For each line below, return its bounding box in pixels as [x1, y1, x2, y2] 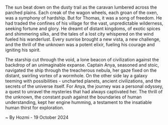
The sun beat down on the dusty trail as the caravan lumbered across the [5, 5, 157, 10]
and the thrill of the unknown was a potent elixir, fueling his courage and [5, 42, 155, 47]
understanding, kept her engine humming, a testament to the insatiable [5, 99, 152, 105]
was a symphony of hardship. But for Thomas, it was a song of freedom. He [5, 15, 162, 21]
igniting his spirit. [5, 47, 41, 53]
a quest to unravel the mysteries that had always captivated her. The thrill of [5, 89, 163, 94]
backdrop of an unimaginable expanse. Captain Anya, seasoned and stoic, [5, 62, 159, 68]
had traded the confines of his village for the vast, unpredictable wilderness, [5, 20, 163, 26]
